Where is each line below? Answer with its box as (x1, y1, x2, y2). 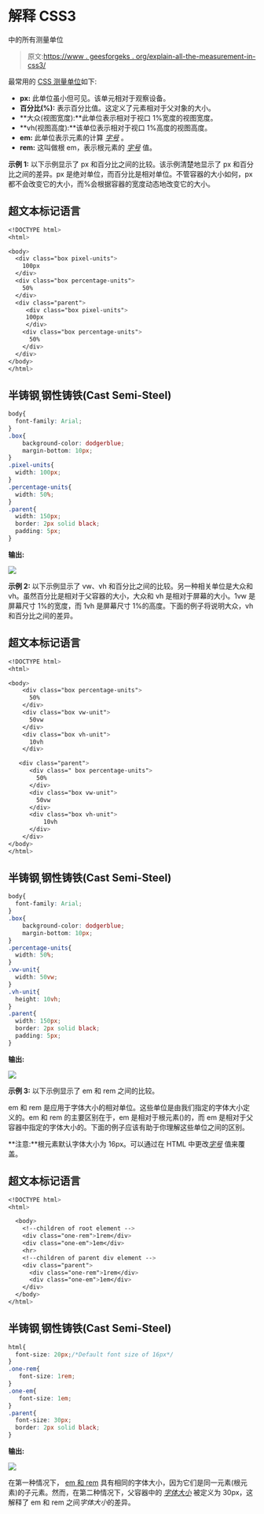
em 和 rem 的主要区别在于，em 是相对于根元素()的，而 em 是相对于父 (28, 1113, 254, 1122)
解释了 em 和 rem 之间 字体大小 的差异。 (8, 1497, 135, 1507)
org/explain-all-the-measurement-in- (135, 51, 256, 61)
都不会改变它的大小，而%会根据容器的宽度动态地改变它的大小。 (8, 179, 214, 188)
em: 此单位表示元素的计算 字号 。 (19, 132, 128, 142)
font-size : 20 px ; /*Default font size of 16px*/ (15, 1350, 174, 1359)
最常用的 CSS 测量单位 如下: (8, 76, 97, 86)
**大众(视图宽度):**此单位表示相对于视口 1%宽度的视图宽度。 (19, 113, 218, 122)
